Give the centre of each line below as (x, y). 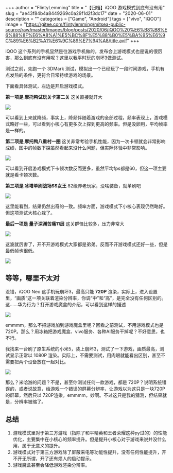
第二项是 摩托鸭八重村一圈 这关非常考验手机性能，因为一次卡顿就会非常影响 (85, 141)
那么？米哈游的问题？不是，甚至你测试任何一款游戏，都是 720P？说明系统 (84, 382)
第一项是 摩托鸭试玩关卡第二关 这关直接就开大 (54, 97)
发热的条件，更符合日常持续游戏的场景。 (53, 75)
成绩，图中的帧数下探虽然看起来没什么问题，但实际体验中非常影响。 (77, 148)
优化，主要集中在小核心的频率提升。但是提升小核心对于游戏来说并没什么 (89, 439)
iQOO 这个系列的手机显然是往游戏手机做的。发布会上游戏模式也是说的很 (82, 51)
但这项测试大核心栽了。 (30, 213)
